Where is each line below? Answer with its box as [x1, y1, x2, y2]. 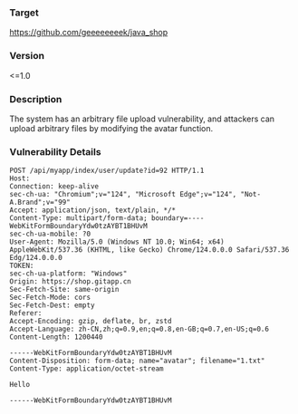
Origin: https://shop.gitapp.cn [9, 277, 131, 286]
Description [9, 92, 62, 105]
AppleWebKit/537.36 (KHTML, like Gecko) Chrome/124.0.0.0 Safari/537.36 [9, 246, 290, 255]
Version [9, 50, 45, 63]
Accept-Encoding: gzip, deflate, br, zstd [9, 317, 172, 326]
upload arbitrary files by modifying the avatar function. [9, 122, 214, 133]
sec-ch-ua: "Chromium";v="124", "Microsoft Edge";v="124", [9, 190, 237, 199]
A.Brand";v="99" [9, 197, 71, 207]
